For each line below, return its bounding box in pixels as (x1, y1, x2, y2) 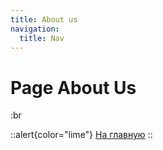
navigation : (10, 24, 60, 34)
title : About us (10, 14, 78, 25)
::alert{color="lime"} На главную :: (10, 129, 153, 141)
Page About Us (10, 76, 137, 99)
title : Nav (19, 33, 65, 43)
